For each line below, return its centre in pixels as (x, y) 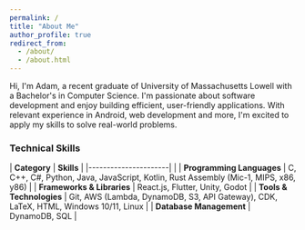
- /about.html (44, 60)
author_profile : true (51, 35)
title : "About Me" (44, 26)
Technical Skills (45, 148)
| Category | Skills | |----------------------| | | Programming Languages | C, (153, 168)
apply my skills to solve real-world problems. (93, 125)
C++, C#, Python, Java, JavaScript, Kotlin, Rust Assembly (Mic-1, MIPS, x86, (152, 177)
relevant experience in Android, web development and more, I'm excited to (149, 115)
